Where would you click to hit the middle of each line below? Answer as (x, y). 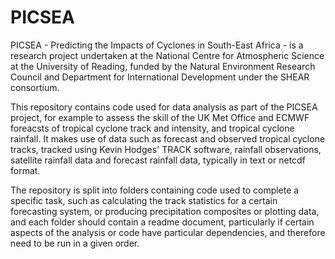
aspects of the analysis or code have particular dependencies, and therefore (168, 232)
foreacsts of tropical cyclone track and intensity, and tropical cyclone (152, 128)
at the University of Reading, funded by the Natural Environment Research (163, 66)
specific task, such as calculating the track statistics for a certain (144, 200)
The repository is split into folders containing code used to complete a (155, 190)
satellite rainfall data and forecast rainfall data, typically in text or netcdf (158, 160)
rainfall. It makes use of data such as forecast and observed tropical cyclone (168, 138)
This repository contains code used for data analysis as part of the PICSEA (164, 107)
